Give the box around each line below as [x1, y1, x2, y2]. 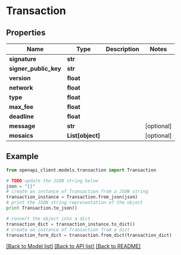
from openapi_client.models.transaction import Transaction [6, 167, 157, 173]
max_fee [9, 103, 33, 111]
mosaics [9, 131, 33, 140]
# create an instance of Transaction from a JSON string [6, 188, 149, 195]
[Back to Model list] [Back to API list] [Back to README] [6, 243, 141, 250]
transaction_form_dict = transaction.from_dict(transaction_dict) [6, 232, 172, 238]
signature [9, 55, 37, 63]
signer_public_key [9, 65, 62, 72]
